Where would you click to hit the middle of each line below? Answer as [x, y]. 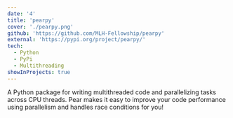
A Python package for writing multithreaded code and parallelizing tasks [112, 92]
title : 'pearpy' [31, 20]
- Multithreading [39, 66]
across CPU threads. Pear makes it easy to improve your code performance [116, 99]
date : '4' [22, 14]
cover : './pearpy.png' [40, 27]
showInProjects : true [39, 72]
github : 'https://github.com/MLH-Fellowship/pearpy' [86, 33]
